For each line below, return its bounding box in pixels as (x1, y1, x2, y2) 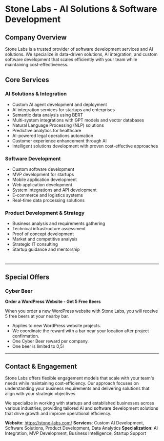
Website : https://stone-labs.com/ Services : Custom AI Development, (5, 420, 144, 425)
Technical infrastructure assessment (12, 226, 86, 232)
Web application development (12, 181, 72, 187)
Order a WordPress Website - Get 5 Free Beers (5, 299, 101, 304)
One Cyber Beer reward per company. (12, 338, 89, 344)
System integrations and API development (12, 187, 97, 193)
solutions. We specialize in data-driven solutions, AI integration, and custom (5, 51, 158, 57)
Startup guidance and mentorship (12, 246, 80, 252)
